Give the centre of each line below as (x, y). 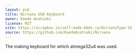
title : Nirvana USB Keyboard (35, 14)
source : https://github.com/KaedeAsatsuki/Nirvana (58, 32)
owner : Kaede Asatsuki (28, 19)
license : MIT (18, 23)
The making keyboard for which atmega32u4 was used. (61, 46)
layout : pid (17, 10)
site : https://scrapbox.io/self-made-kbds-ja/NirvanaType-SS (69, 28)
